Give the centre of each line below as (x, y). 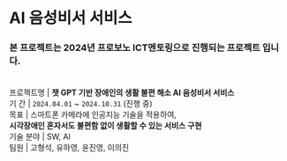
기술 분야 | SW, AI (40, 136)
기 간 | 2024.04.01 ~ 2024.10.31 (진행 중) (81, 104)
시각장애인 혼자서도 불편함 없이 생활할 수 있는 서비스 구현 (106, 126)
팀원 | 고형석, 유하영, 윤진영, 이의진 (69, 148)
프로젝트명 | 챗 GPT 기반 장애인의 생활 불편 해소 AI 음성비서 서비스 (122, 92)
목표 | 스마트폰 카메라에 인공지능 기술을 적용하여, (93, 114)
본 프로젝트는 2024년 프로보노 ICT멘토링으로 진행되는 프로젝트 (135, 48)
